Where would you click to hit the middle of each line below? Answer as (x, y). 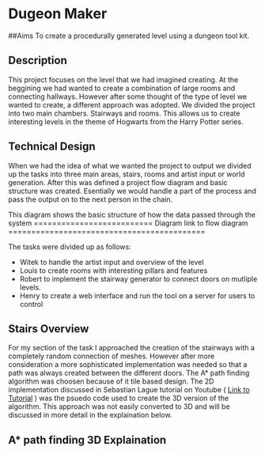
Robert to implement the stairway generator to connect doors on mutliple (138, 278)
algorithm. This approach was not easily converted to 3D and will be (119, 407)
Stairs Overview (49, 329)
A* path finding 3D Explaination (87, 440)
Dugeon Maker (58, 14)
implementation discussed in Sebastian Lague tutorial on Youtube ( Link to (129, 390)
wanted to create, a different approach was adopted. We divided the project (132, 104)
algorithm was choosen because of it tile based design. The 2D (111, 381)
